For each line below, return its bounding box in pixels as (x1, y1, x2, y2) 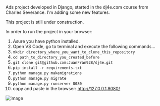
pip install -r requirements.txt (12, 65, 82, 70)
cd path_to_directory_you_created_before (12, 55, 100, 60)
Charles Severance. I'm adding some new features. (5, 9, 110, 15)
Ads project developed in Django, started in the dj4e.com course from (5, 4, 149, 10)
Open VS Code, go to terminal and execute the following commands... (12, 44, 156, 49)
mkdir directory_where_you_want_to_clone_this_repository (12, 50, 135, 54)
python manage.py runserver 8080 (12, 81, 82, 86)
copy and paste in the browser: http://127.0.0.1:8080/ (12, 86, 120, 91)
